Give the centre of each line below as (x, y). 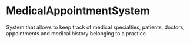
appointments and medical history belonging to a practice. (77, 33)
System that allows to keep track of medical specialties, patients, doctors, (96, 27)
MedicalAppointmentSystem (78, 11)
